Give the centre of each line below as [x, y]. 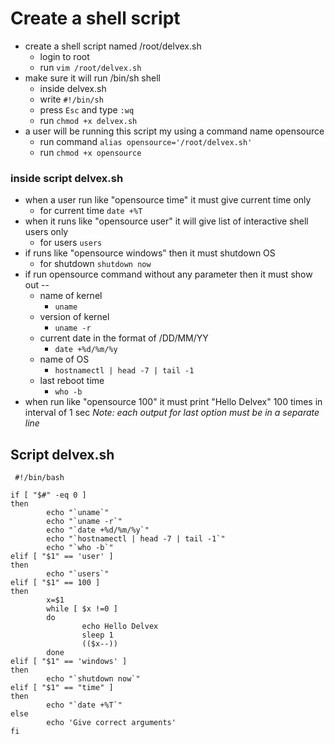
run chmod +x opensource [90, 152]
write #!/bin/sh [71, 99]
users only [46, 232]
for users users [71, 243]
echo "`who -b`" [80, 548]
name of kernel [71, 296]
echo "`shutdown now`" [93, 679]
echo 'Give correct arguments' [111, 723]
